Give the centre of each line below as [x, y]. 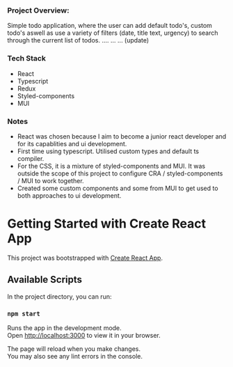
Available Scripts [45, 280]
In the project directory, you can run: [59, 296]
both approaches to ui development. [69, 195]
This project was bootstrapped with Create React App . [85, 258]
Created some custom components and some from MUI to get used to [118, 188]
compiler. [31, 158]
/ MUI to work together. [51, 180]
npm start [24, 313]
